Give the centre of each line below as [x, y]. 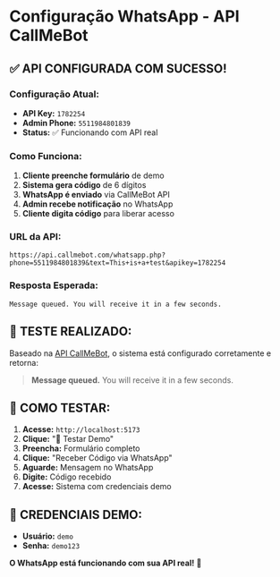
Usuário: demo [48, 536]
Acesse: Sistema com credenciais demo [97, 487]
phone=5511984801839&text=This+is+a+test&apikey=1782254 [118, 263]
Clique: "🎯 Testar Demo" [68, 439]
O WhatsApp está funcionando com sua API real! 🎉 [106, 563]
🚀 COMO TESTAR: [60, 407]
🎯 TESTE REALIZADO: [71, 331]
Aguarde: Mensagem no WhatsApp [88, 468]
